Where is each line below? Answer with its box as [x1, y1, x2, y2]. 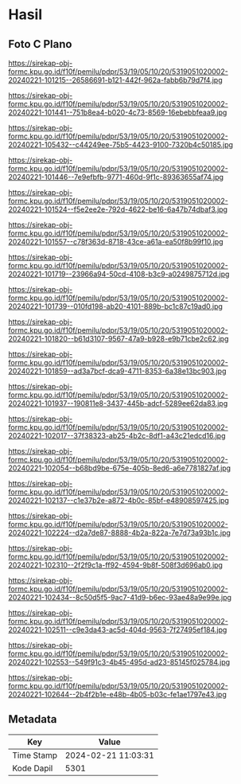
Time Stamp [12, 750, 58, 761]
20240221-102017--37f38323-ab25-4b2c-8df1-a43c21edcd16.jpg [8, 431, 226, 440]
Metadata [8, 712, 57, 726]
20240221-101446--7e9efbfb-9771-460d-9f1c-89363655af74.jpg [8, 173, 224, 181]
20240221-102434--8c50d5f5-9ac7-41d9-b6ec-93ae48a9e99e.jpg [8, 593, 232, 602]
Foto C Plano [8, 37, 72, 51]
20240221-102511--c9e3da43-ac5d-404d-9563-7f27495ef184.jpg [8, 625, 227, 634]
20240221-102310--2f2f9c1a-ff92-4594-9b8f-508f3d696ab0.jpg [8, 560, 223, 570]
